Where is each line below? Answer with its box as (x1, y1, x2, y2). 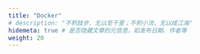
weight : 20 (8, 33, 44, 42)
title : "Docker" (8, 11, 62, 20)
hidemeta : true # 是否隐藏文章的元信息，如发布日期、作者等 (8, 26, 187, 34)
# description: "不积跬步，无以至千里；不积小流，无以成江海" (8, 19, 193, 27)
